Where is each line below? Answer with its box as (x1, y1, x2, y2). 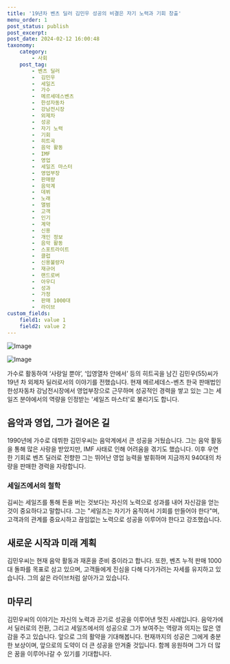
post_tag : (19, 61, 48, 68)
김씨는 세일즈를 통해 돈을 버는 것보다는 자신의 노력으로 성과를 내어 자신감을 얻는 (7, 498, 220, 506)
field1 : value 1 (19, 317, 67, 323)
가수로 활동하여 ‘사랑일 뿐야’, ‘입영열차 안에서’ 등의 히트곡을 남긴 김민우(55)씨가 (7, 369, 218, 378)
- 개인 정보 (32, 233, 63, 240)
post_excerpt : (7, 29, 48, 36)
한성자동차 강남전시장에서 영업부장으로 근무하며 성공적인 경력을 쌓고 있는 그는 (7, 386, 215, 395)
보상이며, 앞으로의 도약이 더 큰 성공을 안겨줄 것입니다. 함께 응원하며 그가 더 (14, 641, 214, 650)
